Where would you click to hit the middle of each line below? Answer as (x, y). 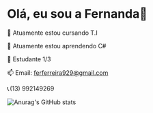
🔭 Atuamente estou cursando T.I (52, 33)
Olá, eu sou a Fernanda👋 (78, 14)
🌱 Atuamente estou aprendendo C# (57, 46)
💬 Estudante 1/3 (29, 59)
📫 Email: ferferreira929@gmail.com (58, 72)
